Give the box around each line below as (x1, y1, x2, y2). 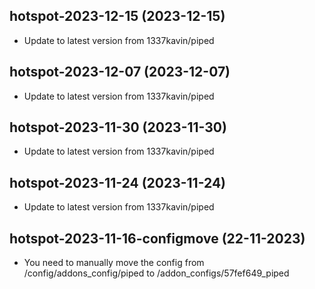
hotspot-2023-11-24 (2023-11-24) (9, 174, 227, 191)
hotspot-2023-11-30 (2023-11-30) (9, 119, 227, 136)
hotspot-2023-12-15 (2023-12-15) (9, 8, 226, 25)
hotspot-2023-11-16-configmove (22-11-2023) (9, 230, 306, 247)
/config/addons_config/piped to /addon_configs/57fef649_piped (23, 267, 290, 279)
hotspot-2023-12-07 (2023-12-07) (9, 64, 231, 81)
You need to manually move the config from (23, 257, 205, 269)
